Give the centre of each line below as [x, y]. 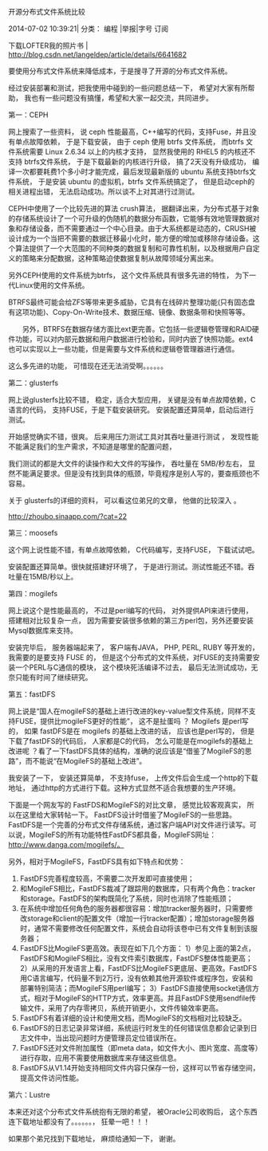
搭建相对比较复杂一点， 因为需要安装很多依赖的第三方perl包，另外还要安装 [131, 621]
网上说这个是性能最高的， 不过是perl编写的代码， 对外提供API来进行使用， [130, 611]
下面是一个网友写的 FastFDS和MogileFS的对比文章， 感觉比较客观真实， [127, 805]
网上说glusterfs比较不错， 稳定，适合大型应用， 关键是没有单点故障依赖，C [132, 400]
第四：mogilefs [33, 593]
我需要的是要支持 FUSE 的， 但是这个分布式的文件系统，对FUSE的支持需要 [130, 657]
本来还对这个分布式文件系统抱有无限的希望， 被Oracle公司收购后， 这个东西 [133, 1112]
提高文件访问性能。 [51, 1078]
